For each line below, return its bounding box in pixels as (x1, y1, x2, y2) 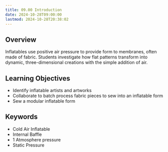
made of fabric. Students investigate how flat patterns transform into (5, 54, 148, 60)
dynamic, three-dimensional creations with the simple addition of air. (5, 59, 148, 65)
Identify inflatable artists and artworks (12, 88, 92, 93)
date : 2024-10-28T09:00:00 (5, 12, 62, 17)
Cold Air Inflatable (12, 126, 50, 132)
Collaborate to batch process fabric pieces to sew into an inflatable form (12, 93, 163, 99)
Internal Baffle (12, 131, 42, 137)
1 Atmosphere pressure (12, 136, 61, 142)
